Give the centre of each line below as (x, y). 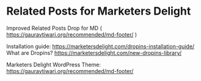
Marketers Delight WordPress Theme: (54, 65)
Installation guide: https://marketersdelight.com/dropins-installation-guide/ (100, 46)
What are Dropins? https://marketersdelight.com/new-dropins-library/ (94, 52)
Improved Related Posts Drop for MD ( (54, 28)
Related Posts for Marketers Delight (99, 11)
